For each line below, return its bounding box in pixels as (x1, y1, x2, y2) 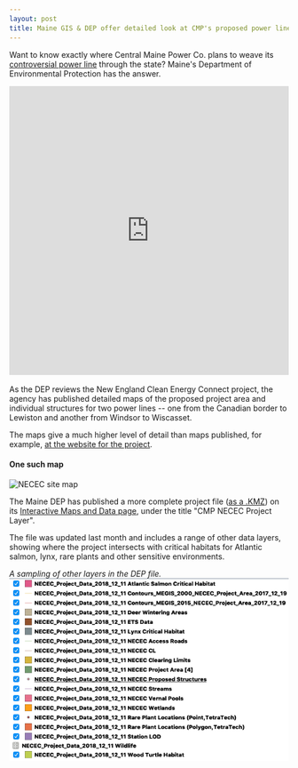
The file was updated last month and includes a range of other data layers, (9, 532, 281, 542)
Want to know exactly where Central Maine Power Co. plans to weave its (9, 49, 274, 60)
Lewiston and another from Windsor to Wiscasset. (9, 412, 192, 422)
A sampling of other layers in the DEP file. (9, 568, 162, 579)
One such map (9, 459, 64, 470)
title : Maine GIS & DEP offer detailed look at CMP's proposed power (9, 23, 272, 33)
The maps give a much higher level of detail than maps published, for (9, 429, 263, 440)
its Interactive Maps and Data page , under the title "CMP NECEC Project (9, 505, 272, 516)
